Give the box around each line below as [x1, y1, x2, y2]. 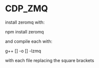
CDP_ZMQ [5, 3, 48, 14]
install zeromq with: [5, 19, 45, 25]
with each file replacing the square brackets [5, 57, 95, 63]
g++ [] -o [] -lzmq [5, 48, 41, 54]
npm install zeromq [5, 29, 44, 34]
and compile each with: [5, 38, 53, 44]
